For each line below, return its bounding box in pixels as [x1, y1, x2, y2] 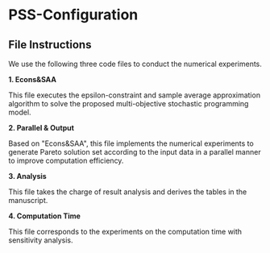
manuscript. [8, 196, 48, 205]
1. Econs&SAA [8, 75, 56, 84]
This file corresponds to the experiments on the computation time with [8, 227, 243, 236]
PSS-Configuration [8, 6, 139, 24]
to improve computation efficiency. [8, 156, 124, 165]
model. [8, 107, 31, 117]
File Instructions [8, 38, 92, 52]
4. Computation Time [8, 211, 81, 221]
